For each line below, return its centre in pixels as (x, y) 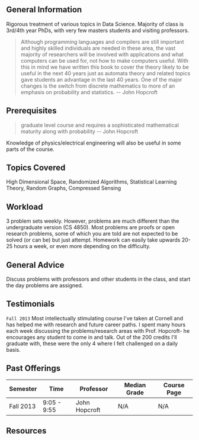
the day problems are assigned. (45, 285)
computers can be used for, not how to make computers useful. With (105, 60)
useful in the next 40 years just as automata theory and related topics (105, 73)
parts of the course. (30, 149)
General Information (44, 10)
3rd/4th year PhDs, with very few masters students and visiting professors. (98, 30)
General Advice (35, 265)
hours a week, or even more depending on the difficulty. (82, 246)
